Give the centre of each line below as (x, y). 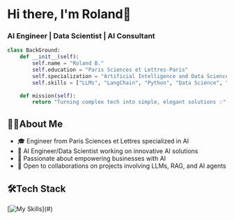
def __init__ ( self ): (49, 57)
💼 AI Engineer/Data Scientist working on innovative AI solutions (108, 151)
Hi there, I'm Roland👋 (69, 14)
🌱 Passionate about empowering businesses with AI (92, 159)
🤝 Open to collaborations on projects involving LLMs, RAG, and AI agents (122, 166)
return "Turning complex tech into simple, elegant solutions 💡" (129, 102)
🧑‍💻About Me (35, 124)
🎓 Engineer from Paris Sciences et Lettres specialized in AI (103, 141)
